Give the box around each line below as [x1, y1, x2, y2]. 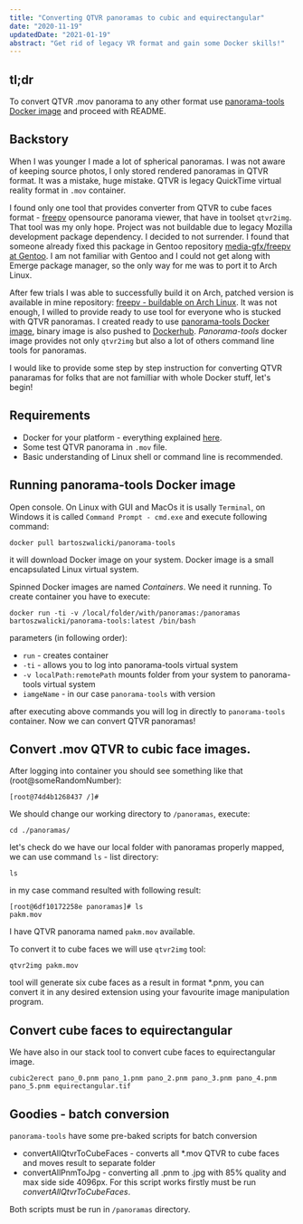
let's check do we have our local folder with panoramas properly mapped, [9, 842, 285, 853]
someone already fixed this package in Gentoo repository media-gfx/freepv [9, 241, 291, 252]
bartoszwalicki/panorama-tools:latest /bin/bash [9, 617, 196, 626]
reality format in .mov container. [9, 185, 127, 196]
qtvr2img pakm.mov [9, 961, 79, 971]
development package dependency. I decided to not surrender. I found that [9, 231, 289, 242]
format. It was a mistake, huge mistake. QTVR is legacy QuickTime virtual [9, 175, 282, 186]
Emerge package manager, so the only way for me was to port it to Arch [9, 260, 278, 271]
